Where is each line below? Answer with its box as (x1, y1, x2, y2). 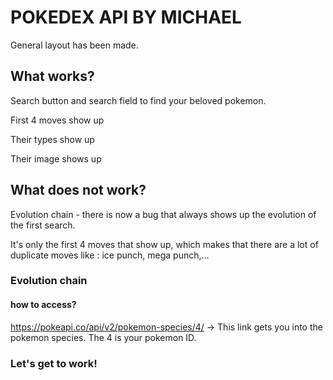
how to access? (10, 299, 77, 311)
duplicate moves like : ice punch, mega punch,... (10, 249, 210, 261)
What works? (10, 68, 95, 85)
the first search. (10, 219, 76, 231)
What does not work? (10, 182, 147, 199)
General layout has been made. (10, 39, 139, 51)
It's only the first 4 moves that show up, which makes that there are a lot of (10, 238, 319, 250)
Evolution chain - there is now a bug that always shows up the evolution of (10, 208, 317, 220)
